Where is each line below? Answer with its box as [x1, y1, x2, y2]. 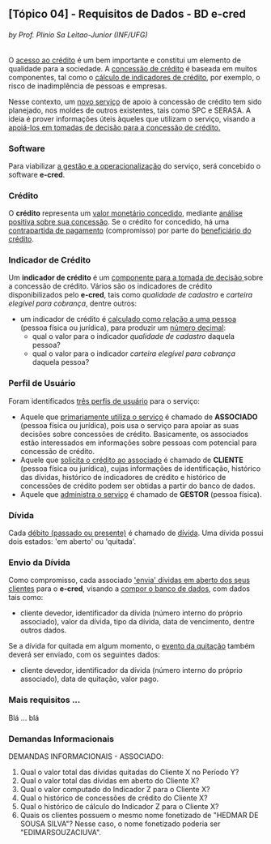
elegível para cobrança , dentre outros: [8, 298, 138, 308]
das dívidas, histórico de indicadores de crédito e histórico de [19, 472, 227, 482]
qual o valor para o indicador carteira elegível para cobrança [32, 349, 236, 358]
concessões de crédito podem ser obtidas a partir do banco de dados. [19, 481, 256, 491]
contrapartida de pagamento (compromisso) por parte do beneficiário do [8, 225, 252, 235]
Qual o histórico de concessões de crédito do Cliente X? [19, 793, 208, 803]
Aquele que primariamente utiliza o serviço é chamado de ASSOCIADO [19, 412, 258, 422]
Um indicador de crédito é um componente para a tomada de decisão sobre [8, 272, 264, 283]
